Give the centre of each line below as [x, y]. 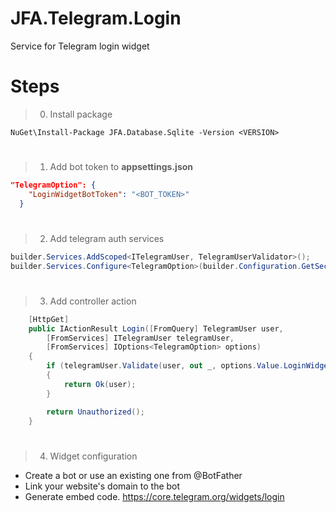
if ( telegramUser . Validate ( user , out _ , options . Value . [165, 366]
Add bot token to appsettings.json [121, 167]
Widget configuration [93, 456]
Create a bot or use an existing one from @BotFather [133, 475]
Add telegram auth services [107, 238]
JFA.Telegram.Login [96, 18]
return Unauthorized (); [95, 412]
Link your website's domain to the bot [102, 486]
